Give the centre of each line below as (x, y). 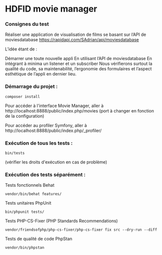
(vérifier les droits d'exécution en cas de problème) (56, 162)
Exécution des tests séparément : (45, 175)
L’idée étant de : (21, 49)
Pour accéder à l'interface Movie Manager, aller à (54, 106)
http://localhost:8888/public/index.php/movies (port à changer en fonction (80, 111)
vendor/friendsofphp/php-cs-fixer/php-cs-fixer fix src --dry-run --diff (81, 230)
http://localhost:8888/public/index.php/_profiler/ (53, 130)
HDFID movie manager (51, 9)
